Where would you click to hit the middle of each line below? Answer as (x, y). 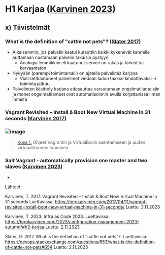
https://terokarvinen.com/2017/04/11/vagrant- (101, 202)
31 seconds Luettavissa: (30, 202)
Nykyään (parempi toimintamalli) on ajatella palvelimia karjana (75, 73)
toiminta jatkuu (35, 84)
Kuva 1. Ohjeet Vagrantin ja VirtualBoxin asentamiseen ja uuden (81, 142)
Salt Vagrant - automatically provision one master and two (76, 161)
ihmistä (20, 99)
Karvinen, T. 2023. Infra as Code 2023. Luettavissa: (57, 216)
